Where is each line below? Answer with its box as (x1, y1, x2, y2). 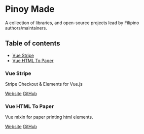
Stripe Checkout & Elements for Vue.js (5, 81, 83, 87)
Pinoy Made (5, 3, 55, 15)
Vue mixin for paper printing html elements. (5, 114, 93, 120)
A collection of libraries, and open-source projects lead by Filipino (5, 20, 140, 26)
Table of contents (5, 39, 60, 48)
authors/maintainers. (5, 25, 47, 31)
